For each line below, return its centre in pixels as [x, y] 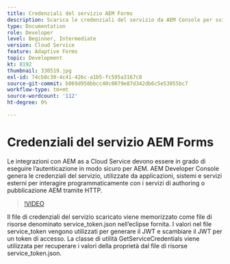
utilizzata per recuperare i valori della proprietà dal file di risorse [98, 246]
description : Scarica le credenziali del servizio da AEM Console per [110, 20]
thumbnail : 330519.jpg [39, 70]
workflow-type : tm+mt [38, 90]
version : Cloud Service [41, 45]
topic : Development [35, 58]
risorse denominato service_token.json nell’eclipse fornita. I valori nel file [110, 224]
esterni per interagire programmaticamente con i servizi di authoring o [106, 183]
